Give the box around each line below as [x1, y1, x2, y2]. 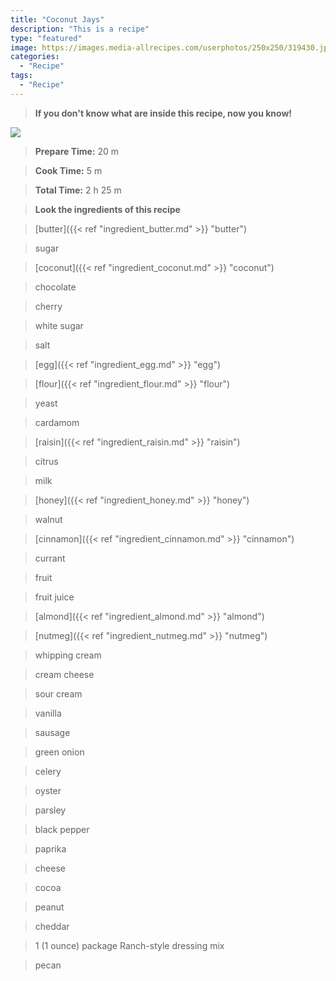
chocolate [34, 281, 77, 293]
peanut [34, 901, 65, 913]
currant [34, 552, 66, 564]
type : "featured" [10, 33, 83, 43]
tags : [10, 71, 33, 81]
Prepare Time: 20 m [34, 145, 120, 157]
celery [34, 765, 62, 777]
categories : [10, 52, 60, 62]
